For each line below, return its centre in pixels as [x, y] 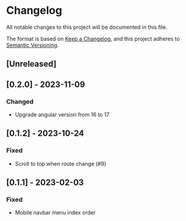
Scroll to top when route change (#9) [61, 163]
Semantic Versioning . [32, 45]
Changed [20, 101]
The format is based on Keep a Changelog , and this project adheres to [93, 38]
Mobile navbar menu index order [55, 213]
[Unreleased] [31, 64]
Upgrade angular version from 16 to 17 [62, 115]
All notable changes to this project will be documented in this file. [87, 27]
